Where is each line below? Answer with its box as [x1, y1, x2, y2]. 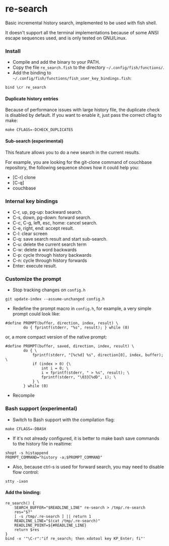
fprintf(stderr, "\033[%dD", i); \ [41, 375, 116, 380]
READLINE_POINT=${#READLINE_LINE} [14, 523, 87, 528]
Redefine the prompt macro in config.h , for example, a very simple [12, 305, 152, 311]
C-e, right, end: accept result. [12, 225, 74, 231]
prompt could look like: [12, 311, 61, 317]
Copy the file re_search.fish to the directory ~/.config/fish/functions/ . [12, 64, 164, 71]
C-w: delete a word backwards [12, 246, 77, 253]
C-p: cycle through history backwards [12, 252, 92, 258]
